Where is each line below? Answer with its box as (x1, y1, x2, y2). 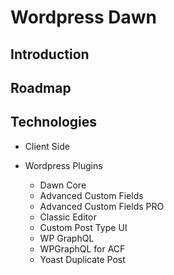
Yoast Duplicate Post (39, 253, 126, 265)
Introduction (10, 46, 90, 63)
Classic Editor (39, 211, 97, 223)
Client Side (24, 140, 70, 152)
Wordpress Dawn (10, 6, 157, 29)
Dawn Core (39, 179, 87, 191)
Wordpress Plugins (24, 159, 103, 171)
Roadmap (10, 79, 72, 96)
